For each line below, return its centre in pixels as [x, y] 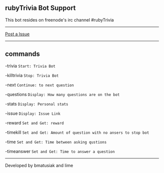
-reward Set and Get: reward [35, 123]
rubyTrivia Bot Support [41, 8]
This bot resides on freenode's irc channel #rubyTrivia [60, 20]
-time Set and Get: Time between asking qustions [56, 142]
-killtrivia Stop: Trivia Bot [32, 75]
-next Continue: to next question [40, 85]
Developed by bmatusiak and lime [39, 165]
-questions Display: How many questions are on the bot [62, 94]
